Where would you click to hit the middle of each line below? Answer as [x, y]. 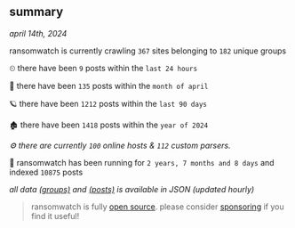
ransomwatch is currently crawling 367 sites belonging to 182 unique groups [148, 51]
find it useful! [55, 216]
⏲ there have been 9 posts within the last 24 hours [104, 68]
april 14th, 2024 [38, 33]
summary [36, 12]
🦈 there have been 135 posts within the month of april [109, 85]
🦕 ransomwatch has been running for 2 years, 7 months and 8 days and [142, 162]
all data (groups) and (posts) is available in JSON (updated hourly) [132, 189]
